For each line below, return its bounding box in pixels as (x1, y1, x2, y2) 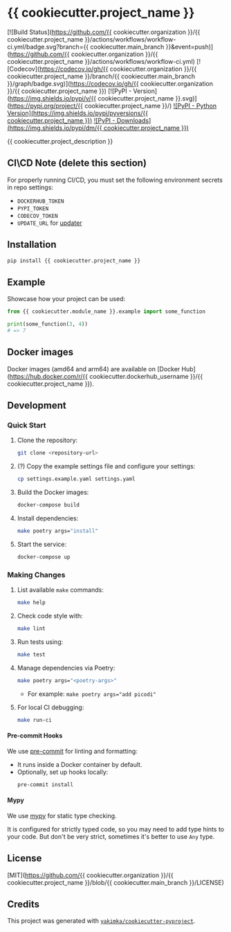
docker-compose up (17, 553, 71, 560)
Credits (7, 898, 40, 910)
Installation (7, 239, 57, 251)
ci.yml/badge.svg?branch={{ (7, 42, 89, 51)
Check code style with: (17, 611, 83, 620)
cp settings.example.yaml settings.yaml (17, 475, 136, 483)
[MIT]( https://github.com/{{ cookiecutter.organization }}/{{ (7, 871, 174, 879)
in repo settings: (7, 183, 54, 192)
